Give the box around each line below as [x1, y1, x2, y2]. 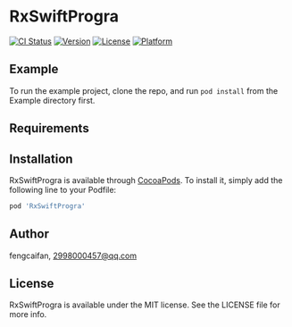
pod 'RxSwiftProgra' [9, 201, 87, 211]
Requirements [9, 121, 89, 136]
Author [9, 226, 49, 242]
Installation [9, 151, 73, 166]
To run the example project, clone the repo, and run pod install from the [9, 85, 279, 96]
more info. [9, 309, 47, 320]
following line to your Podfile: [9, 184, 117, 195]
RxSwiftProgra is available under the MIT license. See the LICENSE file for [9, 299, 281, 310]
